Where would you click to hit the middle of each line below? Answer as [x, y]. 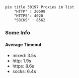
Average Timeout [23, 44]
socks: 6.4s [24, 72]
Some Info [18, 32]
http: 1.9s [22, 61]
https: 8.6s [23, 66]
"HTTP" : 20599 [30, 11]
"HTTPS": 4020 [29, 16]
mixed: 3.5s [24, 56]
